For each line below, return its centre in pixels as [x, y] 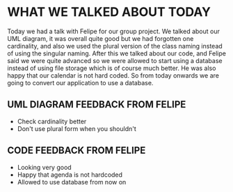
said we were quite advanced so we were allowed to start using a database [115, 60]
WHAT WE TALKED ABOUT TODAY [109, 12]
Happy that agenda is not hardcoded [70, 175]
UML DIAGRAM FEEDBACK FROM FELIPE [97, 105]
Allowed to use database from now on [72, 182]
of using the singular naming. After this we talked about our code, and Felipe [116, 53]
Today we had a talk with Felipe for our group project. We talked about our [114, 31]
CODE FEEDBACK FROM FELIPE [77, 151]
